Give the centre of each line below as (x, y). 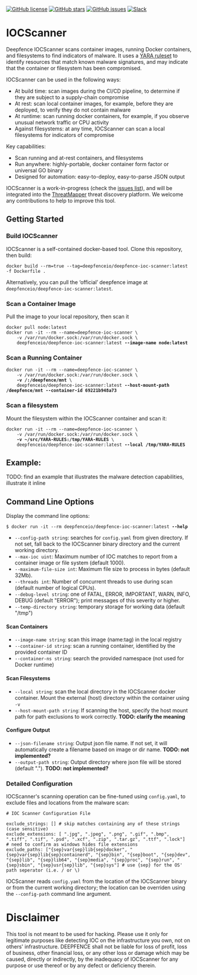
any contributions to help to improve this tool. (61, 200)
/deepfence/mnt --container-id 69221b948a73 (61, 391)
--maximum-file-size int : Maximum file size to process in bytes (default (102, 569)
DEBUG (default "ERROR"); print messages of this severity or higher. (97, 601)
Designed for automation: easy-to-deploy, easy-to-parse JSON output (100, 177)
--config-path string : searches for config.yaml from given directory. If (101, 538)
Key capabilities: (26, 146)
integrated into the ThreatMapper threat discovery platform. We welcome (95, 194)
